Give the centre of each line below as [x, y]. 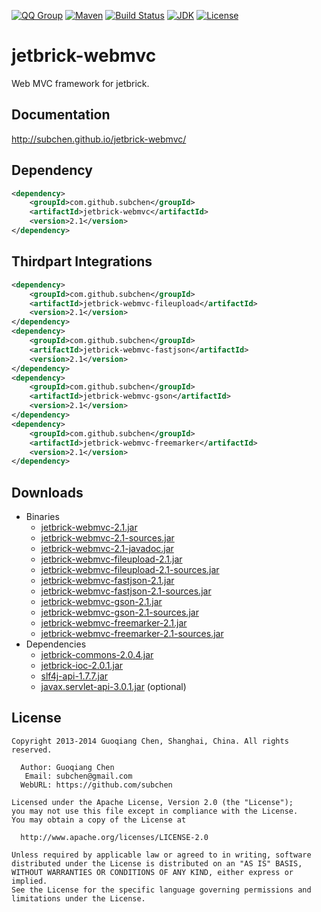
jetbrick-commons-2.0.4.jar [97, 655]
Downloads [47, 492]
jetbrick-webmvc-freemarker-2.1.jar [114, 623]
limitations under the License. [78, 898]
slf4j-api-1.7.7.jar [74, 676]
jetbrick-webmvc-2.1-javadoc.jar [107, 549]
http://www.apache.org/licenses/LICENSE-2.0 [114, 837]
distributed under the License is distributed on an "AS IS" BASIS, [157, 863]
